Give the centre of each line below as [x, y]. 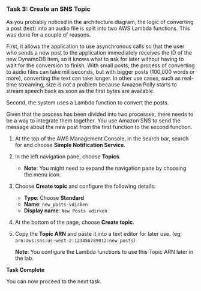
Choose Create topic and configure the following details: [85, 186]
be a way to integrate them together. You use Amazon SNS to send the [94, 121]
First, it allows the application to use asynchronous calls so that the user [95, 46]
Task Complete [25, 270]
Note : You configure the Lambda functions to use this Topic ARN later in [104, 252]
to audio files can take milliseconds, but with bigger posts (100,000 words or [100, 72]
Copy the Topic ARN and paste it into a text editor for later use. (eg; [98, 234]
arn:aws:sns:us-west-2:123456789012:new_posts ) [75, 240]
